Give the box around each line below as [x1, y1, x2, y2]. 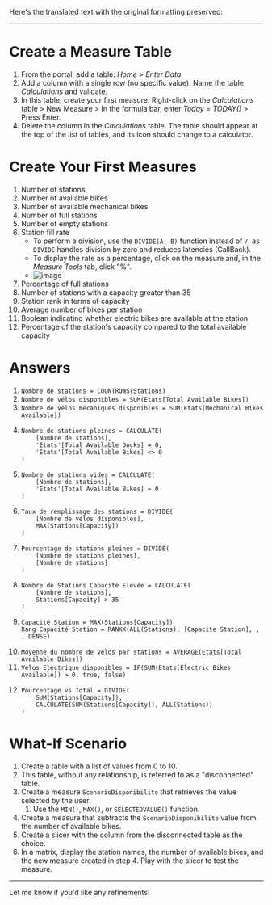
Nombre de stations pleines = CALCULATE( [20, 427, 162, 435]
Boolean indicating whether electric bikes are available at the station [20, 313, 249, 322]
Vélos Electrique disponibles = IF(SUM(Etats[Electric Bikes [20, 663, 232, 671]
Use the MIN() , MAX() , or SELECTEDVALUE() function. [32, 804, 200, 814]
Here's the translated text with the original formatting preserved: [9, 7, 224, 16]
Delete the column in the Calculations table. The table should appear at [20, 120, 258, 130]
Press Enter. [20, 112, 61, 122]
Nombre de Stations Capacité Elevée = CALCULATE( [20, 581, 192, 589]
